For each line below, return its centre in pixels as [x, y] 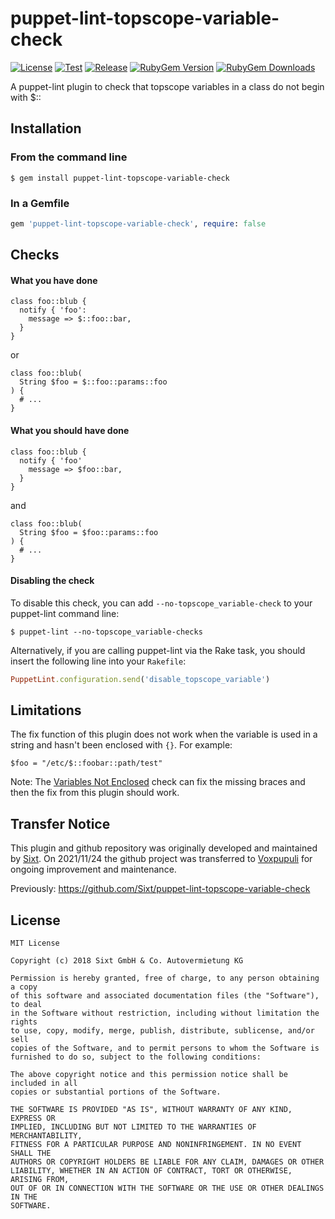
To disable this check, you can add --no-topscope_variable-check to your [161, 603]
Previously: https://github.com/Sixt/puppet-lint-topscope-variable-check [160, 889]
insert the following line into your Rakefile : [98, 661]
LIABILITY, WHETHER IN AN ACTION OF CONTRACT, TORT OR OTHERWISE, [151, 1171]
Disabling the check [52, 581]
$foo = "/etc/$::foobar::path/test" [86, 763]
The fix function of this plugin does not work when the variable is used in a [164, 734]
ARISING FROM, [40, 1180]
